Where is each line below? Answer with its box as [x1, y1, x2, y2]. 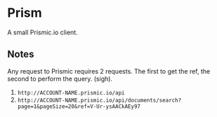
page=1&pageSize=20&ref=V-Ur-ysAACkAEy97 [17, 103, 140, 110]
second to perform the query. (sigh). [7, 74, 113, 83]
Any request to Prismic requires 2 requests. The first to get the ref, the [7, 67, 211, 75]
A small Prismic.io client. [7, 28, 79, 36]
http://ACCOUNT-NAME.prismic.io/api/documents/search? [17, 97, 182, 104]
